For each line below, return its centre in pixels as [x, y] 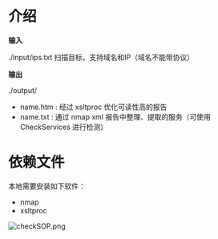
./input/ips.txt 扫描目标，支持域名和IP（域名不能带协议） [101, 57]
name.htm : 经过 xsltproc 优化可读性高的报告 [93, 107]
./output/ [23, 90]
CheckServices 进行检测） [64, 127]
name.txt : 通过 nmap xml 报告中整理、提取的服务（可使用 [115, 116]
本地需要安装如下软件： [47, 186]
